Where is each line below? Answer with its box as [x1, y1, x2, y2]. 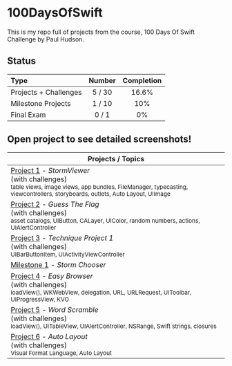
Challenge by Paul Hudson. [7, 35, 85, 43]
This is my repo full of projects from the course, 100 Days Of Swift [7, 28, 195, 36]
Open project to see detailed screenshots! [7, 134, 192, 145]
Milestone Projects [10, 98, 71, 108]
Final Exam [10, 109, 46, 119]
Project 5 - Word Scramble [10, 304, 99, 314]
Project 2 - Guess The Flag [10, 199, 99, 209]
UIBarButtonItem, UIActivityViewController [10, 250, 126, 258]
